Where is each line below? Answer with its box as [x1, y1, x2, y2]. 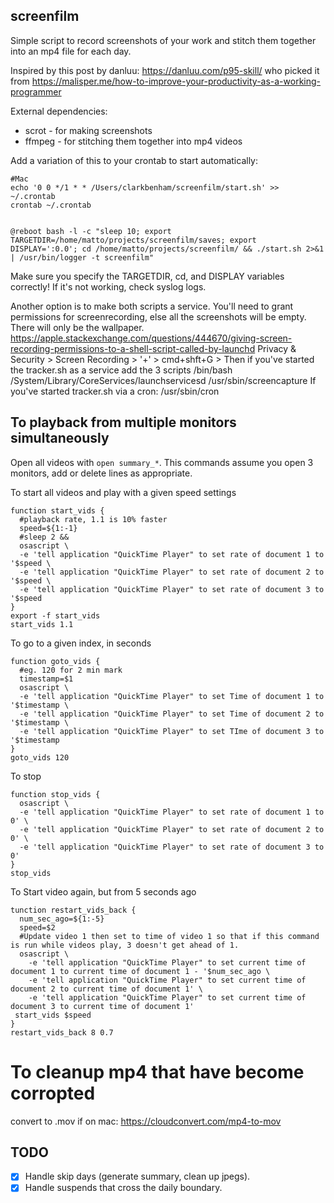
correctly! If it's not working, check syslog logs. [10, 280, 207, 293]
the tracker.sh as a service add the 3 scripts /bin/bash [10, 364, 233, 376]
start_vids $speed [14, 1010, 92, 1020]
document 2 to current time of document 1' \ [10, 984, 203, 994]
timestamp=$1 [19, 674, 74, 684]
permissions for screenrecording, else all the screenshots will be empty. [10, 310, 307, 323]
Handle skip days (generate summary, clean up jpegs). [24, 1170, 251, 1183]
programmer [10, 85, 62, 98]
